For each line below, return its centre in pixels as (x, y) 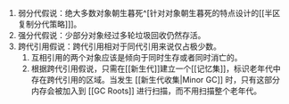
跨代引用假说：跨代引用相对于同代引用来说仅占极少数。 (119, 46)
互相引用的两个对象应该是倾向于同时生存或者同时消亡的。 (136, 57)
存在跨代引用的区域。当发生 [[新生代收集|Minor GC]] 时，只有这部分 (156, 80)
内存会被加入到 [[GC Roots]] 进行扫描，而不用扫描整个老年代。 (146, 91)
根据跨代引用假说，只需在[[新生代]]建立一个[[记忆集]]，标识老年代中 (156, 68)
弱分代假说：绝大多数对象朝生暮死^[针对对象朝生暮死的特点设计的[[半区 (149, 13)
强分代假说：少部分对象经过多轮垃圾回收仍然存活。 (111, 35)
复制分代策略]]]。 (50, 24)
